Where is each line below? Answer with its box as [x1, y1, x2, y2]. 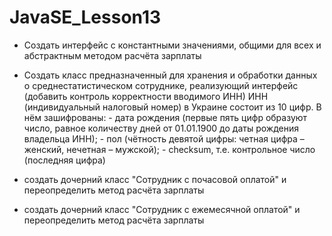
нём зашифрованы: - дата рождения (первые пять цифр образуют [23, 111, 308, 123]
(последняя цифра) [23, 154, 106, 166]
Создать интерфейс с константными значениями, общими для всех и [23, 39, 322, 51]
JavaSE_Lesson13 [9, 6, 162, 29]
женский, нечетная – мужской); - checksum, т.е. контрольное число [23, 143, 316, 155]
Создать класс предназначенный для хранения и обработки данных [23, 69, 318, 81]
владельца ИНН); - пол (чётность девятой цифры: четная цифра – [23, 132, 305, 145]
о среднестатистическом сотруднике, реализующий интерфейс [23, 79, 299, 91]
